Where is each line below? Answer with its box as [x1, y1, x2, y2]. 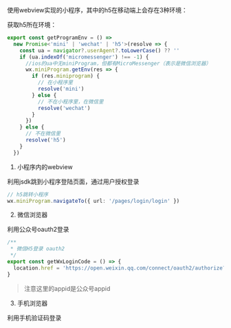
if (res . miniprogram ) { [32, 73, 100, 80]
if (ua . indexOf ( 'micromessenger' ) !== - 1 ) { [19, 54, 149, 61]
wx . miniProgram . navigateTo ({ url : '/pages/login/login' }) [7, 197, 180, 204]
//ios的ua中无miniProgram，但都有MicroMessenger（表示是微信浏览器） [25, 60, 212, 67]
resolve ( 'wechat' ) [37, 105, 91, 111]
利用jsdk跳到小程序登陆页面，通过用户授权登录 [7, 177, 140, 186]
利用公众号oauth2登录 [7, 226, 70, 234]
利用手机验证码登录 [7, 314, 62, 322]
